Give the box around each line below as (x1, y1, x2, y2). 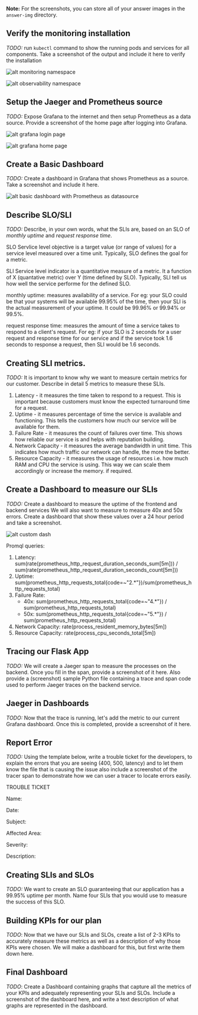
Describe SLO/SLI (6, 210, 72, 220)
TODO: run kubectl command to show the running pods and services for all (6, 44, 190, 51)
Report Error (6, 737, 53, 747)
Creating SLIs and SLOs (6, 870, 95, 880)
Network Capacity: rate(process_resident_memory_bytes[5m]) (14, 623, 167, 630)
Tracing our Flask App (6, 647, 89, 657)
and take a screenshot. (6, 519, 62, 526)
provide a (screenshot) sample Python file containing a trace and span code (6, 674, 191, 682)
